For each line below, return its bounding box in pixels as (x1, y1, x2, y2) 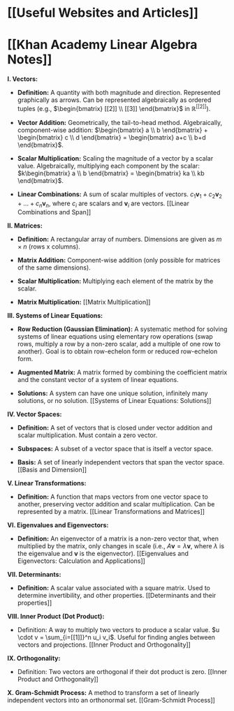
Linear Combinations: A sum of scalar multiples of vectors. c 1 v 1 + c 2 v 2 (17, 190, 222, 200)
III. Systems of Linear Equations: (7, 311, 103, 320)
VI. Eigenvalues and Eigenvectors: (7, 521, 109, 529)
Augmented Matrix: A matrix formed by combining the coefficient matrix (17, 368, 228, 376)
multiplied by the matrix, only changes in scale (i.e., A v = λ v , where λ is (17, 542, 225, 550)
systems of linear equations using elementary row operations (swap (17, 332, 213, 341)
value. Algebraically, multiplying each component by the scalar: (17, 161, 200, 170)
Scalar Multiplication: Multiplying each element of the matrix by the (17, 277, 214, 286)
